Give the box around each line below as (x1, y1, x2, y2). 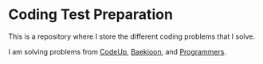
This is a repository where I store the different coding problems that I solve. (8, 32, 256, 41)
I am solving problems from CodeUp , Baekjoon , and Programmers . (8, 47, 227, 56)
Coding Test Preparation (8, 6, 174, 24)
